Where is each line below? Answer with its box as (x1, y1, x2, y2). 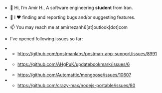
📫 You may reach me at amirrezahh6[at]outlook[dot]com (9, 24, 128, 30)
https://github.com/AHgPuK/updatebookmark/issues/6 (17, 61, 130, 67)
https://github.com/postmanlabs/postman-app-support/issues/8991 (17, 51, 157, 57)
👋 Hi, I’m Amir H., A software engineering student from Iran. (9, 5, 133, 10)
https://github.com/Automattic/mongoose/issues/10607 (17, 72, 132, 78)
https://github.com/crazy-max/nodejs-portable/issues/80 (17, 83, 136, 88)
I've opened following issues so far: (9, 36, 83, 42)
